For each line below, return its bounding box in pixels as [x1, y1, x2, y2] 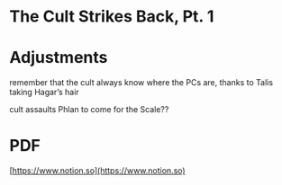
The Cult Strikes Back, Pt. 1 [9, 6, 214, 27]
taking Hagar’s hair [9, 87, 79, 98]
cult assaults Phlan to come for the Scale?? [9, 104, 169, 115]
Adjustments [9, 48, 108, 68]
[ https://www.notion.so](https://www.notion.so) [9, 165, 186, 176]
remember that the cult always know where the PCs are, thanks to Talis [9, 77, 273, 88]
